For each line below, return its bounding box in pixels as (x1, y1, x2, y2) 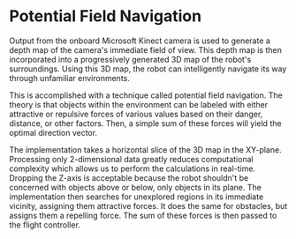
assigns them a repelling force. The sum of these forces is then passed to (9, 210, 277, 220)
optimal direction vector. (9, 127, 98, 138)
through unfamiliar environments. (9, 72, 131, 83)
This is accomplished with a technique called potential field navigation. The (9, 90, 283, 101)
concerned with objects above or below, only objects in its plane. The (9, 182, 262, 192)
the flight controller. (9, 219, 81, 230)
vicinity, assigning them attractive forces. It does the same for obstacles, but (9, 200, 288, 211)
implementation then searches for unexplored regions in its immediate (9, 191, 264, 202)
